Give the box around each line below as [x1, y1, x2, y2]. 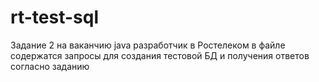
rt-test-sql [10, 6, 99, 29]
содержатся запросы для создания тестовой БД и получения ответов [10, 49, 310, 61]
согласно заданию [10, 60, 90, 72]
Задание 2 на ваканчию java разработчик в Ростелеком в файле [10, 39, 286, 51]
